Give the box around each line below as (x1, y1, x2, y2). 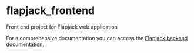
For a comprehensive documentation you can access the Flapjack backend (6, 34, 188, 41)
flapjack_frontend (6, 4, 95, 17)
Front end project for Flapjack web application (6, 23, 118, 30)
